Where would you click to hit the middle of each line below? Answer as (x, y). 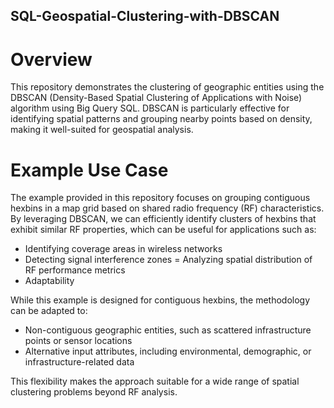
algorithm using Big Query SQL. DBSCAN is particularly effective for (150, 108)
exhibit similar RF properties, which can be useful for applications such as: (163, 230)
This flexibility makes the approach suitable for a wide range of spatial (155, 381)
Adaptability (49, 281)
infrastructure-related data (79, 362)
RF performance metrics (75, 270)
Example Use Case (89, 170)
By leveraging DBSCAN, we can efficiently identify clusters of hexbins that (163, 219)
